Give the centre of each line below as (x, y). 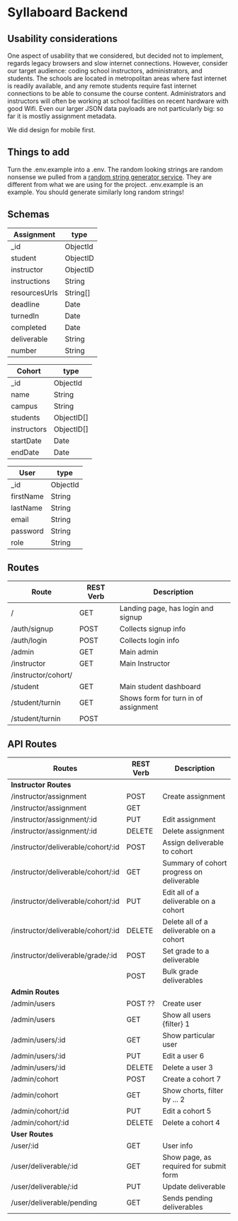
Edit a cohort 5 (187, 1111)
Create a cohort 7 (192, 1079)
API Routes (32, 744)
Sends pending (188, 1198)
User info (178, 1146)
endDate (25, 452)
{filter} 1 (176, 1024)
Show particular (189, 1035)
